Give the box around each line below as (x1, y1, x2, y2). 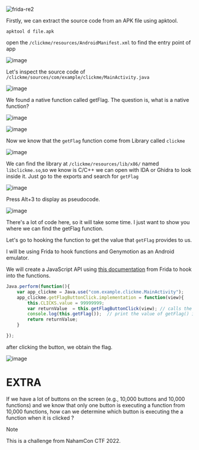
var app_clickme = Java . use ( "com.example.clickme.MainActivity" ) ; (17, 289, 184, 295)
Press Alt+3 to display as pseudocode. (6, 196, 101, 203)
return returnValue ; (27, 317, 78, 323)
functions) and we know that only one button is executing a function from (6, 401, 185, 408)
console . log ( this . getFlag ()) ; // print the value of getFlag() (27, 311, 190, 317)
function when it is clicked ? (6, 414, 75, 421)
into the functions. (6, 272, 51, 279)
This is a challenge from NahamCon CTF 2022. (6, 437, 121, 444)
